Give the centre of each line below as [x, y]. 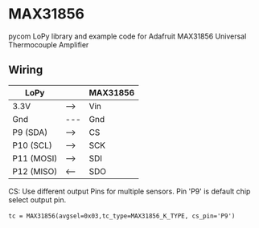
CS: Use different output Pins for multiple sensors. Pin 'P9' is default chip [129, 191]
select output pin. [37, 199]
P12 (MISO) [35, 171]
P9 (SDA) [30, 132]
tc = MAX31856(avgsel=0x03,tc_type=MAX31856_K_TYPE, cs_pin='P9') [122, 216]
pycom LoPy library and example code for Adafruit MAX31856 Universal [127, 36]
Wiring [26, 70]
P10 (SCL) [32, 145]
